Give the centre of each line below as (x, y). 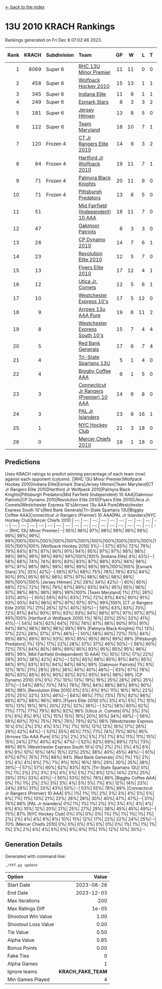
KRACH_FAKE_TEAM (83, 972)
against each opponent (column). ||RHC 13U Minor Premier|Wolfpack (74, 479)
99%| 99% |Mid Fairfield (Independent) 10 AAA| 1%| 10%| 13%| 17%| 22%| (79, 654)
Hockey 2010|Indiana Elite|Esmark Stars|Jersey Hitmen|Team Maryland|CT (80, 484)
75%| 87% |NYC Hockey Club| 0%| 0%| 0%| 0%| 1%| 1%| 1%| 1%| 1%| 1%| (79, 814)
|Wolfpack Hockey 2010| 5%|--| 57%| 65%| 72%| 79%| (96, 546)
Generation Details (34, 845)
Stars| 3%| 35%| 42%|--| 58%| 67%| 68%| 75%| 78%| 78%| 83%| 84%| (78, 572)
